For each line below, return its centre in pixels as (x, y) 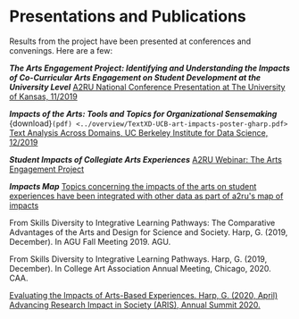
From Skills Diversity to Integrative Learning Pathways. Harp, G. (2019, (138, 259)
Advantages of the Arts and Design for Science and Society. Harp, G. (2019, (149, 232)
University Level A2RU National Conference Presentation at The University (147, 87)
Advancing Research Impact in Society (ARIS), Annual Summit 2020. (135, 305)
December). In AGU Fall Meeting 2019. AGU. (90, 241)
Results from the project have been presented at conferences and (130, 41)
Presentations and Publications (128, 17)
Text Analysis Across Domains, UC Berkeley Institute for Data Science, (139, 132)
